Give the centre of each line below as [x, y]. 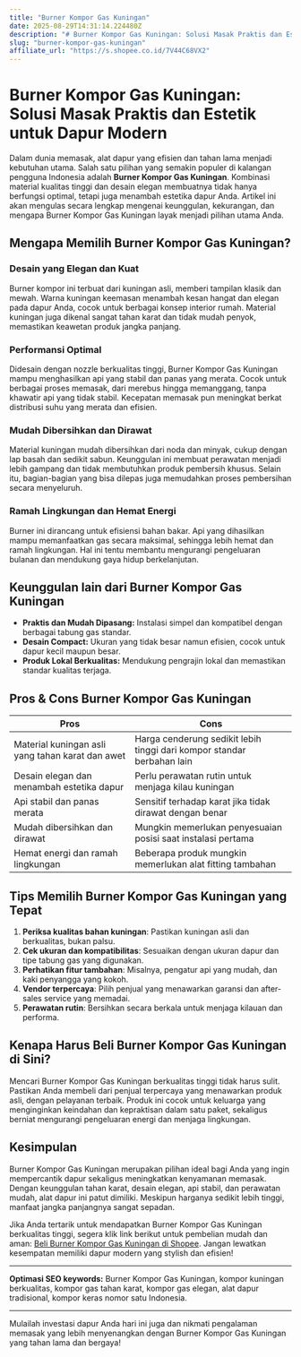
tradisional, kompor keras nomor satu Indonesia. [99, 1297]
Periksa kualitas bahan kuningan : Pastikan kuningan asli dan [135, 932]
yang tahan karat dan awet [70, 756]
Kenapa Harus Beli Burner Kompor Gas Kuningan [148, 1046]
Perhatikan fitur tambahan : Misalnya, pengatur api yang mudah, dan [150, 970]
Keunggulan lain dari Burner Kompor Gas [126, 588]
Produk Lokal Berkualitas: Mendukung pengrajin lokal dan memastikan [154, 661]
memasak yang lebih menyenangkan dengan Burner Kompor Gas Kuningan [148, 1333]
